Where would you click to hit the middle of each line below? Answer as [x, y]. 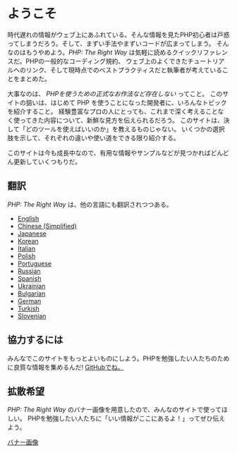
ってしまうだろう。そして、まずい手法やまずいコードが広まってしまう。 [111, 43]
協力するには [35, 340]
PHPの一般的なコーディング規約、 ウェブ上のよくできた [107, 61]
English [28, 218]
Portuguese [34, 263]
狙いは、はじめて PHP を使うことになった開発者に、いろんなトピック [126, 102]
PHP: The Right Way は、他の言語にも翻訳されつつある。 [90, 204]
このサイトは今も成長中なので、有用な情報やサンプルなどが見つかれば [109, 152]
